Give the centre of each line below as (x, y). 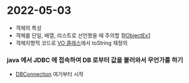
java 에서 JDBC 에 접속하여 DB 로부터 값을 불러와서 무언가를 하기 (95, 60)
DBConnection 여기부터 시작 (49, 74)
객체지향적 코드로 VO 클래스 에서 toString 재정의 (71, 43)
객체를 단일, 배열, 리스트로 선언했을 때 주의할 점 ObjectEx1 (83, 35)
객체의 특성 (28, 28)
